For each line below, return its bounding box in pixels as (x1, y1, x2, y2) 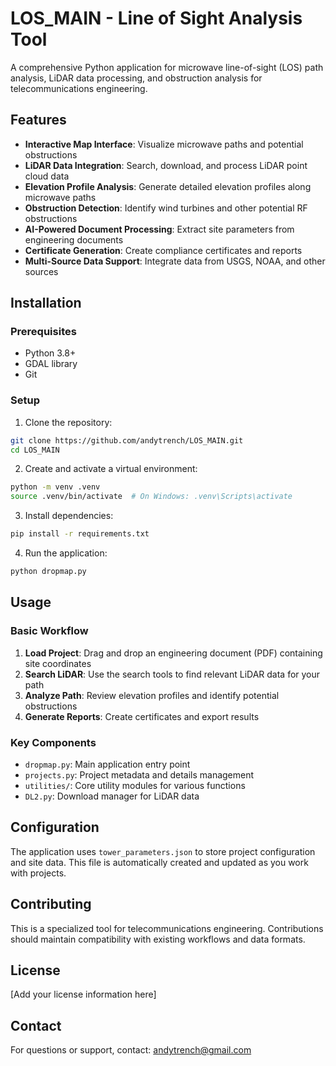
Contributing (10, 896, 92, 913)
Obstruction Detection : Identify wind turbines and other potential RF (24, 202, 308, 214)
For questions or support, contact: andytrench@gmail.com (10, 1044, 252, 1056)
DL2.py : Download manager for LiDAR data (24, 790, 200, 802)
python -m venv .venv (10, 482, 101, 492)
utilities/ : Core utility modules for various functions (24, 779, 246, 791)
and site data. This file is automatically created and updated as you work (10, 856, 309, 868)
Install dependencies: (24, 510, 114, 522)
